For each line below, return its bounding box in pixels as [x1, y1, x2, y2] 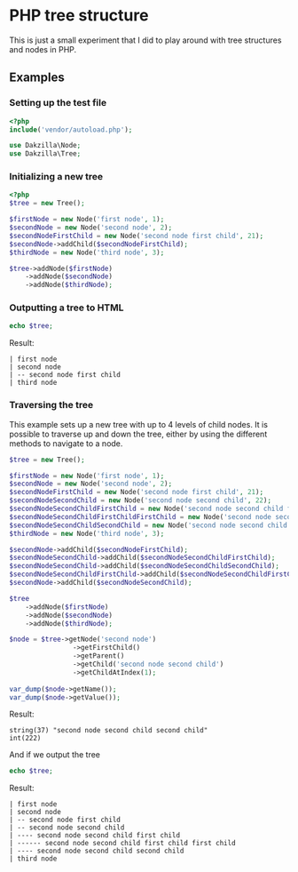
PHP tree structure [9, 5, 149, 26]
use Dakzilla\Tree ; [9, 149, 82, 158]
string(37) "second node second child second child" [9, 726, 208, 735]
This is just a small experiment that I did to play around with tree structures [9, 35, 282, 45]
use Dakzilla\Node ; [9, 141, 82, 150]
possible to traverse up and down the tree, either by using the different [9, 428, 268, 439]
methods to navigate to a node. [9, 437, 123, 449]
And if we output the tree [9, 749, 100, 760]
